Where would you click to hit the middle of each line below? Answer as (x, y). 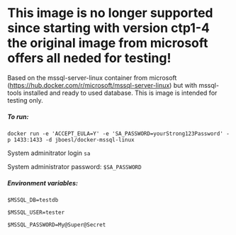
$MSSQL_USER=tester (36, 212)
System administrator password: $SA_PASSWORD (74, 166)
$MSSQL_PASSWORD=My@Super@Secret (57, 224)
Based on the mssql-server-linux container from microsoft (92, 78)
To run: (18, 116)
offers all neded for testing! (89, 58)
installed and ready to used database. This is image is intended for (120, 93)
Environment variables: (43, 183)
